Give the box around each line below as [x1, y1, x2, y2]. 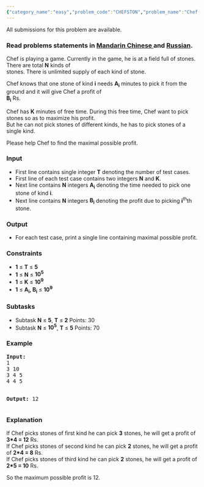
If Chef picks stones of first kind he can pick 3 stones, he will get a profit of [6, 429, 196, 437]
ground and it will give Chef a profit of [6, 88, 102, 95]
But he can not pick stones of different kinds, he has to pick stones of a [6, 121, 186, 128]
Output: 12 [6, 395, 39, 402]
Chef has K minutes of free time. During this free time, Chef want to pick [6, 108, 189, 115]
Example [6, 339, 33, 348]
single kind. [6, 127, 35, 135]
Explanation [6, 415, 43, 424]
